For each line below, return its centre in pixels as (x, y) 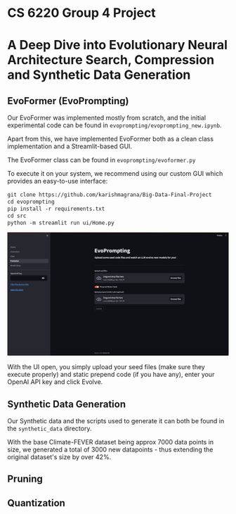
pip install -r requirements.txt (56, 209)
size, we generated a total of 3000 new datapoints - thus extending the (110, 450)
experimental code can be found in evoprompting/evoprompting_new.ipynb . (114, 125)
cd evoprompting (31, 202)
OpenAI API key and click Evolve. (55, 382)
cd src (17, 216)
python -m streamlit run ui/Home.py (61, 223)
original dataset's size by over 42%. (59, 457)
